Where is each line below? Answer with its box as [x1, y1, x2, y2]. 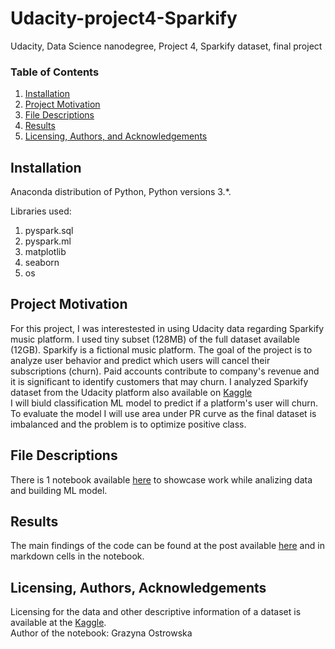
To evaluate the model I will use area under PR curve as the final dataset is [10, 407, 317, 419]
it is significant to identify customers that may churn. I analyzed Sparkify [10, 375, 309, 387]
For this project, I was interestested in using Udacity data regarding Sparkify [10, 322, 325, 334]
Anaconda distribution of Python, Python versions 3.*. [10, 186, 232, 198]
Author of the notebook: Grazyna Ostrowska [10, 627, 193, 639]
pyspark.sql [24, 225, 74, 237]
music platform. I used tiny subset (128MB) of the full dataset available [10, 333, 300, 345]
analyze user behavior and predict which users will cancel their [10, 354, 271, 366]
